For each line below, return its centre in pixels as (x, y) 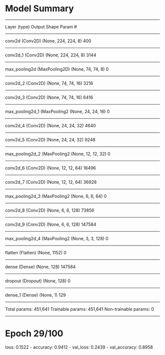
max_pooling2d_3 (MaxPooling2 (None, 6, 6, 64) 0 (56, 196)
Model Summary (40, 9)
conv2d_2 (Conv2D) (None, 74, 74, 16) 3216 (49, 83)
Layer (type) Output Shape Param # (41, 27)
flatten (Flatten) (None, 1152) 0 (36, 252)
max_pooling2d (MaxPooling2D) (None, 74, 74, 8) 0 (57, 69)
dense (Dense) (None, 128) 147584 (41, 267)
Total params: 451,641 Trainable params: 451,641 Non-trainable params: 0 (80, 309)
